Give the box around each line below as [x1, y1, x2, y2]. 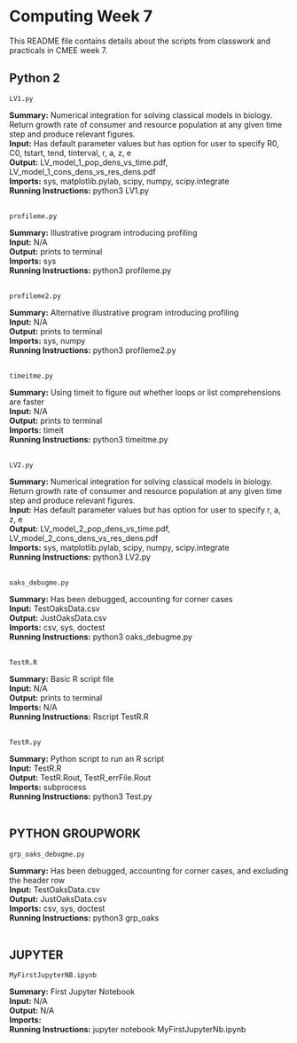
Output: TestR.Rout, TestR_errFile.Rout [9, 772, 151, 782]
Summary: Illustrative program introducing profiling [9, 227, 198, 238]
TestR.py [9, 738, 42, 747]
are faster [9, 396, 45, 407]
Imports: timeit [9, 424, 64, 435]
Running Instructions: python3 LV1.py [9, 184, 149, 196]
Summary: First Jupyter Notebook [9, 986, 136, 997]
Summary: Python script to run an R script [9, 753, 165, 764]
